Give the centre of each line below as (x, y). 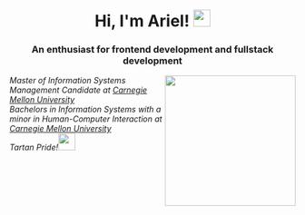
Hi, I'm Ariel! (143, 21)
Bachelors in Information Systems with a (85, 110)
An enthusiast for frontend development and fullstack (152, 50)
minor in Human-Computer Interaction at (86, 119)
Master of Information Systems (68, 81)
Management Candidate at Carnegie (79, 90)
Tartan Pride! (34, 147)
